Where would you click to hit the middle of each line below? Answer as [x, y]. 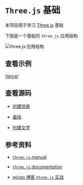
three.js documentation [38, 167]
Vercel [12, 76]
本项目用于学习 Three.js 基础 [34, 25]
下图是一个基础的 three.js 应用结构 [41, 36]
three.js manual [29, 157]
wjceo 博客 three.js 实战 [38, 177]
